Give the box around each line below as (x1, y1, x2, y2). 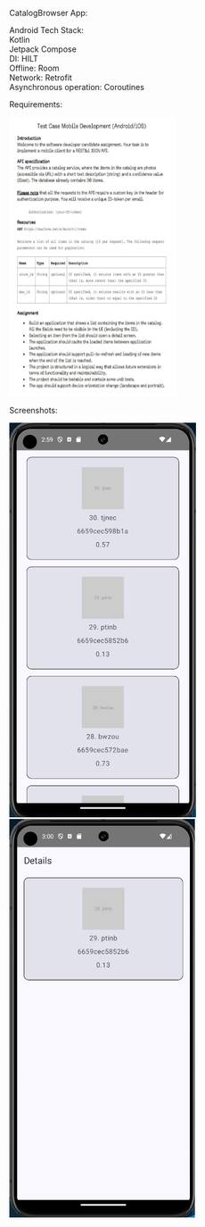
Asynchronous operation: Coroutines (9, 82, 145, 92)
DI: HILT (9, 54, 38, 63)
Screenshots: (9, 405, 58, 415)
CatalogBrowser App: (9, 8, 88, 18)
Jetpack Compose (9, 44, 78, 54)
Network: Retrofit (9, 72, 73, 83)
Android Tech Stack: (9, 25, 85, 35)
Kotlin (9, 35, 30, 45)
